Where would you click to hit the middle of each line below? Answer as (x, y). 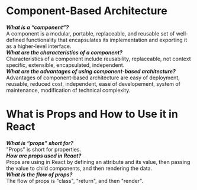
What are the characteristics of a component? (64, 52)
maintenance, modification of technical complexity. (68, 90)
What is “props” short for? (40, 143)
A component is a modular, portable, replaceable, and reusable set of (91, 33)
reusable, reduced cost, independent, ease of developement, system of (93, 83)
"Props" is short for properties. (44, 149)
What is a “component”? (38, 27)
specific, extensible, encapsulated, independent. (65, 65)
